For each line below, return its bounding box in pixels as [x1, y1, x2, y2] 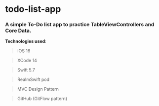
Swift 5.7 [17, 67, 36, 73]
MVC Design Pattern [17, 86, 59, 92]
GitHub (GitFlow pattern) [17, 96, 68, 102]
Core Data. [5, 27, 32, 34]
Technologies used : [5, 38, 47, 44]
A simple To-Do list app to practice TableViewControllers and [5, 21, 155, 28]
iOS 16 [17, 48, 31, 54]
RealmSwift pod [17, 76, 50, 82]
